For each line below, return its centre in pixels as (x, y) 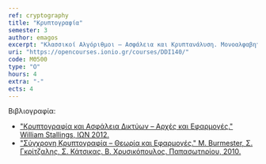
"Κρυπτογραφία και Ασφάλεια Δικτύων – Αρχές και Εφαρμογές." (126, 126)
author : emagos (33, 37)
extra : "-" (26, 81)
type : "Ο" (25, 67)
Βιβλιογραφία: (32, 111)
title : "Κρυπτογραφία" (46, 23)
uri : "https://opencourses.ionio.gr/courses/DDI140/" (99, 52)
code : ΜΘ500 (28, 60)
